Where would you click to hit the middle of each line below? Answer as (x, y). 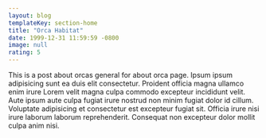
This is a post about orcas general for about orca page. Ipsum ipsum (121, 75)
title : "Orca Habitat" (46, 30)
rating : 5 (25, 52)
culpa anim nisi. (34, 125)
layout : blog (30, 15)
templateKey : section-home (53, 23)
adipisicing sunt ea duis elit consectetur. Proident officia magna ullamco (126, 83)
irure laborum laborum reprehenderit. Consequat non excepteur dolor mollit (132, 117)
